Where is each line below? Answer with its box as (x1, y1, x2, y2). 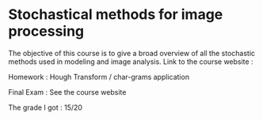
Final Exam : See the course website (8, 87, 127, 96)
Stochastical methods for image (8, 6, 223, 24)
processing (8, 22, 85, 40)
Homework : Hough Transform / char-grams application (8, 72, 190, 81)
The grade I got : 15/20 (8, 103, 83, 112)
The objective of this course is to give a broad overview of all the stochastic (8, 48, 256, 58)
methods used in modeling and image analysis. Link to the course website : (8, 57, 253, 66)
